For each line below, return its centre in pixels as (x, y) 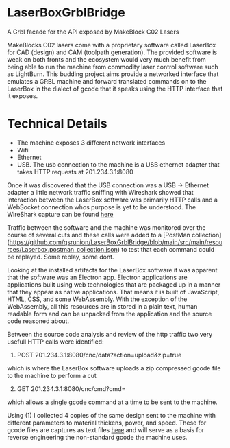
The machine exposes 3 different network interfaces (91, 143)
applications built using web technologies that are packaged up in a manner (114, 284)
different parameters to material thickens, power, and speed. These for (107, 423)
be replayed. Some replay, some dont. (61, 257)
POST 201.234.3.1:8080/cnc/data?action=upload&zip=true (99, 355)
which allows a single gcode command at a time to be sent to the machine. (112, 402)
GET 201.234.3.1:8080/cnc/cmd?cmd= (71, 388)
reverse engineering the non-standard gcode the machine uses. (97, 437)
